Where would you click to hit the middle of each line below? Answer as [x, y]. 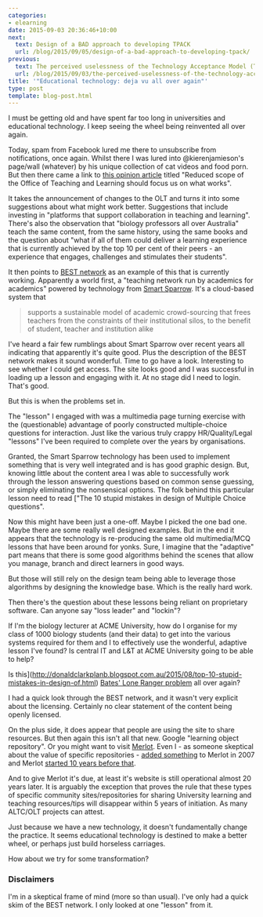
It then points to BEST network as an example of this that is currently [119, 272]
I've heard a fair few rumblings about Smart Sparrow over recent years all [126, 344]
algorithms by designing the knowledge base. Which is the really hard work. [130, 587]
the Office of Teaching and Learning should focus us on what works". [120, 183]
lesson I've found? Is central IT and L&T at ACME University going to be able [131, 651]
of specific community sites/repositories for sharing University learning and [130, 795]
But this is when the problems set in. [67, 401]
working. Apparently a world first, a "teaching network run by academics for [131, 280]
